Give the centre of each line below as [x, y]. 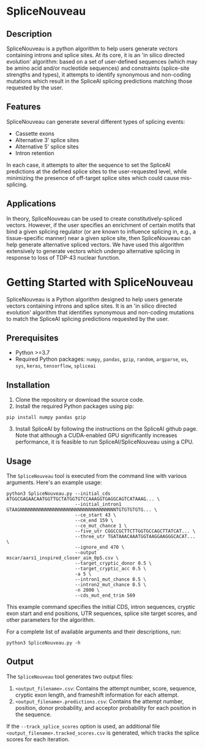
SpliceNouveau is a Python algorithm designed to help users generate [95, 299]
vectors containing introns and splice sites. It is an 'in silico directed [92, 306]
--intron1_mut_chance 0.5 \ [110, 580]
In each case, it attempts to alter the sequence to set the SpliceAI [88, 165]
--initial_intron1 [98, 504]
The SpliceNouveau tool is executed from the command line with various [97, 476]
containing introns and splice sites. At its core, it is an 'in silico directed [95, 55]
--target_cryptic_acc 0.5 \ [110, 569]
